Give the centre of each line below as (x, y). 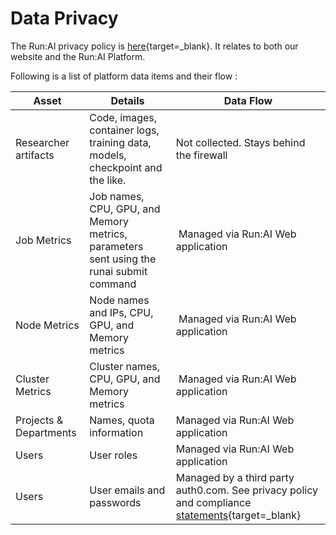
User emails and (127, 490)
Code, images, (123, 117)
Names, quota (122, 420)
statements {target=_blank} (238, 515)
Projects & (39, 420)
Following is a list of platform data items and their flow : (124, 76)
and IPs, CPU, (121, 312)
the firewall (201, 155)
